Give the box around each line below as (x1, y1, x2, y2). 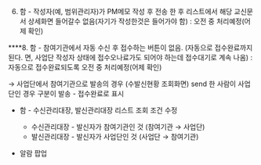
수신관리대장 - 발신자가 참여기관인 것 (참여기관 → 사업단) (31, 122, 205, 131)
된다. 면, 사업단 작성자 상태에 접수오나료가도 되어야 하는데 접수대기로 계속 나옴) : (8, 53, 253, 62)
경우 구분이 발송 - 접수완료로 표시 (22, 89, 125, 98)
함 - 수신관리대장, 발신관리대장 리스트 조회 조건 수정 (19, 106, 178, 115)
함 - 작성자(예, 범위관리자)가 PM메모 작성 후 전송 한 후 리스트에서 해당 (19, 7, 233, 16)
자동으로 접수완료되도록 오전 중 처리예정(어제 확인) (8, 63, 162, 72)
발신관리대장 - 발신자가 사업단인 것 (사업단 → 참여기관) (31, 132, 199, 141)
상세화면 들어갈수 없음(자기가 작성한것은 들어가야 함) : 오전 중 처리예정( (27, 16, 245, 26)
